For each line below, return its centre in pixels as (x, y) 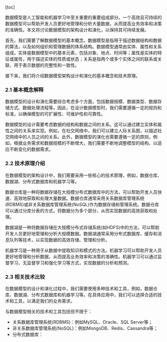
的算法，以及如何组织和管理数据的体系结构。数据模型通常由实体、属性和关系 (83, 46)
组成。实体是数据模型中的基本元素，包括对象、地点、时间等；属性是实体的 (81, 53)
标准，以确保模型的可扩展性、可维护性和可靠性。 (55, 114)
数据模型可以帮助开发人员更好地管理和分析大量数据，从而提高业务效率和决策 (83, 24)
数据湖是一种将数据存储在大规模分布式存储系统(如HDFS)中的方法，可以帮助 (82, 227)
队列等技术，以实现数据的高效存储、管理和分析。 (59, 240)
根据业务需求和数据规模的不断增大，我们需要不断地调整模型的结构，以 (85, 143)
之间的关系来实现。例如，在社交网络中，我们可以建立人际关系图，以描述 (83, 131)
